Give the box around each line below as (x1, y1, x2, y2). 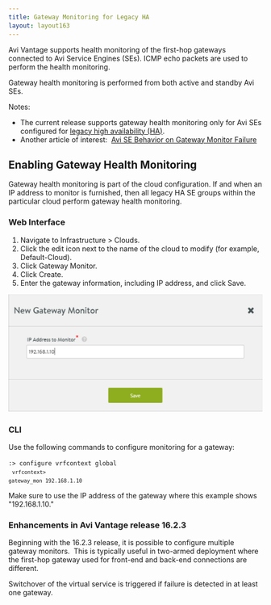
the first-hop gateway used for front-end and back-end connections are (8, 555, 248, 565)
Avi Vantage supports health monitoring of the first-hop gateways (8, 44, 227, 54)
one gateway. (8, 588, 53, 598)
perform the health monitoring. (8, 61, 110, 72)
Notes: (8, 102, 31, 111)
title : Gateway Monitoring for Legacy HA (8, 13, 150, 21)
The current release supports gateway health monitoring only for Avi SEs (19, 117, 262, 127)
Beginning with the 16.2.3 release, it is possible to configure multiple (8, 538, 235, 548)
